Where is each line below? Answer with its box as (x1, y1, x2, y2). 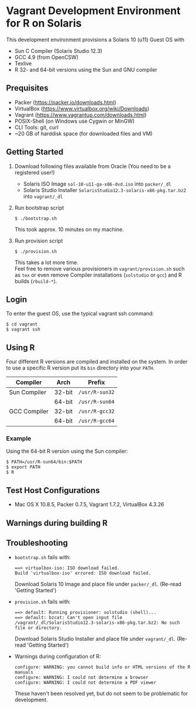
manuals (14, 669, 33, 675)
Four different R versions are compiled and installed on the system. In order (6, 358, 188, 365)
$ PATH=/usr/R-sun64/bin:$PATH (6, 459, 82, 465)
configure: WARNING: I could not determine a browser (14, 674, 149, 680)
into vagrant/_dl (23, 193, 63, 200)
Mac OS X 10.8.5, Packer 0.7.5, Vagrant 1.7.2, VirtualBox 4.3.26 (14, 501, 164, 508)
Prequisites (6, 83, 49, 93)
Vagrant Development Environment (6, 4, 181, 18)
